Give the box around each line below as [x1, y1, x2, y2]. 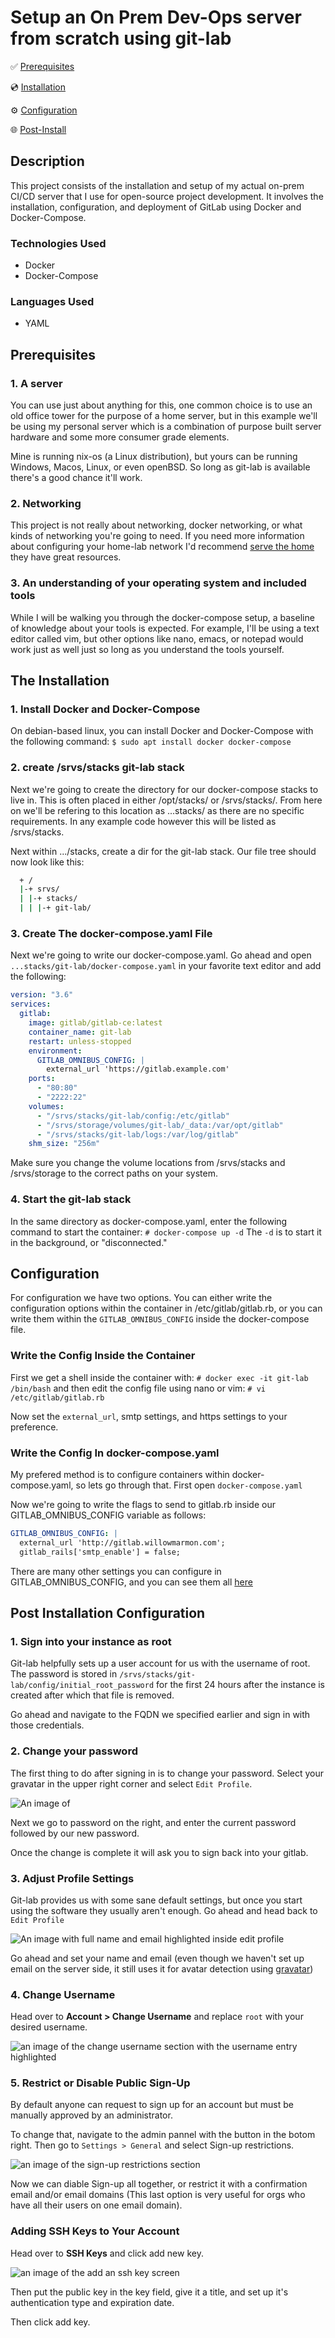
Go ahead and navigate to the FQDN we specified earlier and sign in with [10, 1709, 311, 1721]
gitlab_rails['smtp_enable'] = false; [19, 1547, 182, 1557]
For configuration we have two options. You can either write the [10, 1292, 273, 1304]
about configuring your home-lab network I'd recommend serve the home [10, 541, 315, 553]
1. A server [10, 376, 63, 390]
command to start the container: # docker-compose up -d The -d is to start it [10, 1226, 322, 1238]
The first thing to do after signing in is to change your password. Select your [10, 1767, 325, 1779]
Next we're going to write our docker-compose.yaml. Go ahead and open [10, 949, 312, 961]
